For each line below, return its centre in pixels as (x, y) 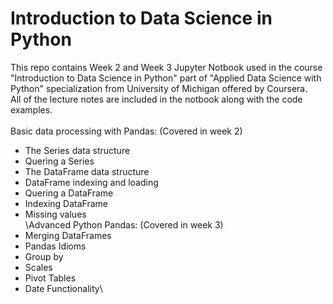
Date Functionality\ (63, 288)
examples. (31, 109)
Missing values (55, 214)
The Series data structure (77, 150)
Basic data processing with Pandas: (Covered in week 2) (126, 131)
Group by (44, 256)
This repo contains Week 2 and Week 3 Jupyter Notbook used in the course (166, 67)
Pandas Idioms (55, 246)
